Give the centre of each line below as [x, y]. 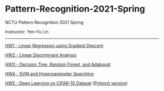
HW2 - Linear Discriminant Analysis [41, 55]
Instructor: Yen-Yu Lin [27, 31]
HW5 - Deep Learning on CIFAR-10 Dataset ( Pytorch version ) [66, 83]
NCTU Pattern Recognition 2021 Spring [44, 22]
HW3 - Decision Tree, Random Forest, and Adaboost [58, 64]
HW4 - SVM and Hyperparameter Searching [50, 74]
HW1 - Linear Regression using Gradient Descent [54, 45]
